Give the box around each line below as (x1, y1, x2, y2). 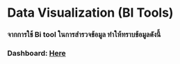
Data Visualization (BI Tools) (7, 5, 174, 21)
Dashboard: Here (7, 49, 66, 58)
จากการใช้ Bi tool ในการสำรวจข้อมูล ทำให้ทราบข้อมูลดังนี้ (7, 30, 161, 40)
